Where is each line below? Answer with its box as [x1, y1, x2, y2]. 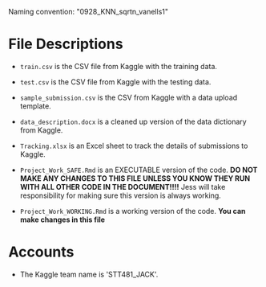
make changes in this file [19, 215, 106, 224]
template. [19, 100, 52, 111]
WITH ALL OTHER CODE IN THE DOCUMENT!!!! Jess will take [19, 182, 226, 191]
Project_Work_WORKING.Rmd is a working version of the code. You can [19, 206, 246, 215]
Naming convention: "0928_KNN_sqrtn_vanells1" [8, 7, 168, 16]
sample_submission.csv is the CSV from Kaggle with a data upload [19, 92, 238, 102]
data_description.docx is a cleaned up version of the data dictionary [19, 117, 247, 126]
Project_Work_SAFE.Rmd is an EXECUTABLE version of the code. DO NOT [19, 165, 258, 174]
